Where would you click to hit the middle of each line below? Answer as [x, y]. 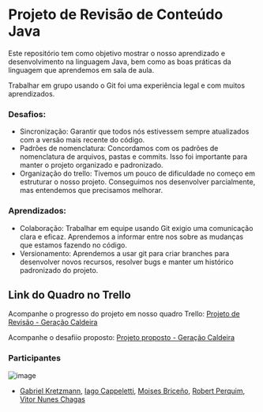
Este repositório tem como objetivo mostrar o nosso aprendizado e [117, 53]
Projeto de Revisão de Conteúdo [116, 15]
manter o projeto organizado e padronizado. [91, 165]
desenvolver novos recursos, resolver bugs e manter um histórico [127, 262]
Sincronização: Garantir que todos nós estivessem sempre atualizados [134, 131]
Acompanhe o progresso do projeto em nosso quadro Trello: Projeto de [124, 314]
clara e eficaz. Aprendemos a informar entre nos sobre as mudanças [131, 236]
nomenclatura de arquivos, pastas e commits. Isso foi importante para [133, 157]
